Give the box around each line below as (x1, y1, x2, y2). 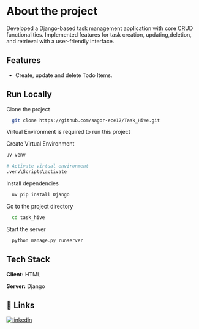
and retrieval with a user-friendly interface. (6, 37, 115, 45)
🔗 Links (6, 300, 35, 310)
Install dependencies (6, 180, 59, 187)
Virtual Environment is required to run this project (6, 128, 130, 136)
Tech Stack (6, 254, 50, 265)
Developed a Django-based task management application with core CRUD (6, 24, 193, 32)
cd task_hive (12, 214, 45, 221)
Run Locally (6, 89, 52, 100)
